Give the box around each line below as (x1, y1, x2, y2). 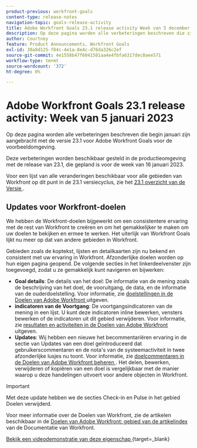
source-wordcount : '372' (6, 63, 67, 69)
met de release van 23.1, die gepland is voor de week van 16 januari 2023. (6, 161, 185, 168)
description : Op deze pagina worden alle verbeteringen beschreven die (6, 31, 185, 36)
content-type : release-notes (6, 14, 77, 20)
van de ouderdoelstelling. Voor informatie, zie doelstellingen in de (14, 290, 174, 297)
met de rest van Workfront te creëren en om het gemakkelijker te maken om (6, 224, 189, 231)
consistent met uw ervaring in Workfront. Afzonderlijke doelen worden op (6, 254, 184, 261)
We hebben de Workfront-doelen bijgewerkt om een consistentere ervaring (6, 218, 188, 224)
